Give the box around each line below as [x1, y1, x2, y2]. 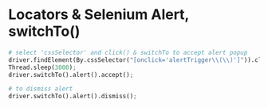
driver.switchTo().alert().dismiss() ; [8, 93, 137, 101]
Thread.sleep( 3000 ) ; [8, 63, 77, 71]
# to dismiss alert [8, 85, 73, 93]
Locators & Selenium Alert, [8, 6, 190, 24]
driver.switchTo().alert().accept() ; [8, 71, 134, 78]
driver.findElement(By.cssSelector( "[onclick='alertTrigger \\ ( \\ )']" [8, 55, 245, 64]
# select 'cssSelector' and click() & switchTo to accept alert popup [8, 48, 248, 56]
